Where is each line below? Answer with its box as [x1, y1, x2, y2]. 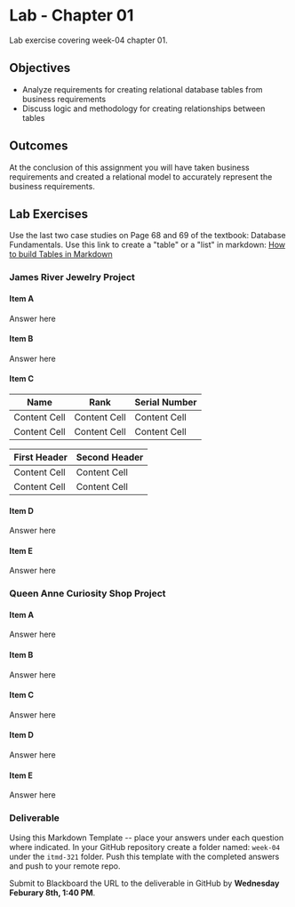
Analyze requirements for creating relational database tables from [21, 84, 264, 94]
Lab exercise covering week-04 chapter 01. [9, 35, 168, 45]
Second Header [76, 451, 144, 463]
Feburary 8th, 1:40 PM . [9, 887, 96, 898]
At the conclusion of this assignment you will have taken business [9, 162, 251, 173]
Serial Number [134, 396, 197, 408]
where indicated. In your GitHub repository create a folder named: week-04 [9, 841, 281, 852]
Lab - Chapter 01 [9, 5, 134, 26]
